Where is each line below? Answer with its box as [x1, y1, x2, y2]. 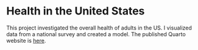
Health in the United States [6, 4, 145, 18]
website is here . [6, 37, 46, 44]
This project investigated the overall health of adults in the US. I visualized [6, 24, 192, 31]
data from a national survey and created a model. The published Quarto [6, 30, 186, 37]
